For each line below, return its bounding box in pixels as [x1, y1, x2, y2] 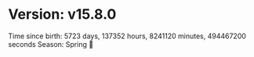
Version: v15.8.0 [8, 5, 117, 23]
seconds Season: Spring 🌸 [8, 39, 94, 48]
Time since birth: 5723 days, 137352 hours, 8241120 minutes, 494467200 [8, 31, 247, 41]
